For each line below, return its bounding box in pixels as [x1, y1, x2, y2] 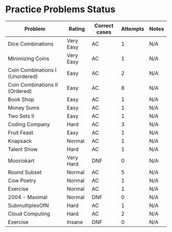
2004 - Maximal [8, 193, 48, 200]
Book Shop [8, 96, 34, 103]
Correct [94, 22, 114, 29]
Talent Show [8, 146, 38, 153]
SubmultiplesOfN [8, 202, 49, 209]
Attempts [121, 25, 144, 32]
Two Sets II [8, 112, 35, 120]
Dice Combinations [8, 40, 54, 47]
